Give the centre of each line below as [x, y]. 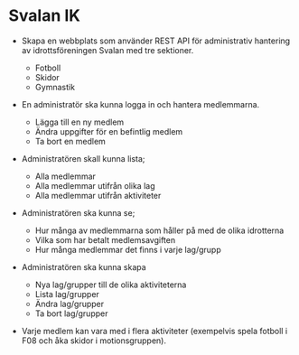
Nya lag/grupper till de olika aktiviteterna [111, 285]
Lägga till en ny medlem [79, 122]
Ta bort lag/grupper [71, 313]
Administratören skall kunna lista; [83, 158]
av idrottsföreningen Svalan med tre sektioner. [107, 50]
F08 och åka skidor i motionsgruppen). [93, 341]
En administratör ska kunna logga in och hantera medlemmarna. [140, 104]
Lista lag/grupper [67, 294]
